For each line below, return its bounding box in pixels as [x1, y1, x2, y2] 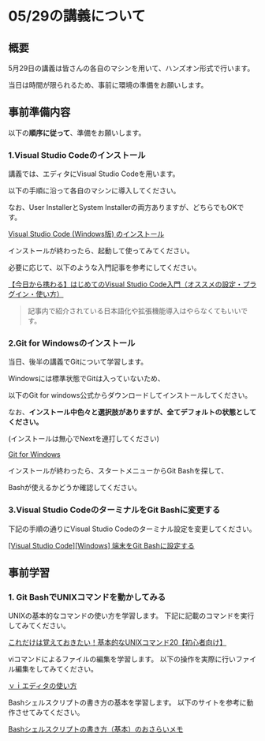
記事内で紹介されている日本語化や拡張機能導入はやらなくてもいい [27, 306, 241, 316]
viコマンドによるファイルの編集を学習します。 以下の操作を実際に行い [8, 654, 237, 664]
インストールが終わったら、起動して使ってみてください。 [8, 246, 195, 256]
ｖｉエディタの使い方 [8, 681, 77, 690]
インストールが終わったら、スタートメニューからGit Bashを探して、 [8, 466, 229, 476]
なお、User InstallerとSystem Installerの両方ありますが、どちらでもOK [8, 203, 237, 212]
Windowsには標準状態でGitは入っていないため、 [8, 374, 165, 384]
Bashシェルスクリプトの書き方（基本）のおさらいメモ [8, 724, 184, 734]
